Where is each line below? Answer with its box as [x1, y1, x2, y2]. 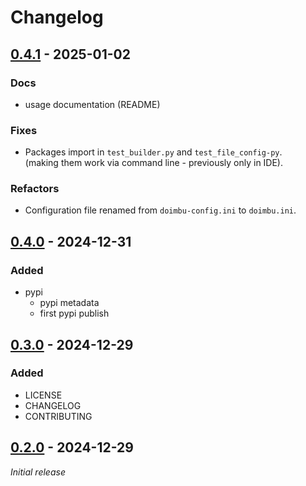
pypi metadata [39, 297, 100, 309]
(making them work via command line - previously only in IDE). [24, 157, 284, 169]
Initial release [10, 466, 66, 478]
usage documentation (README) [24, 98, 161, 110]
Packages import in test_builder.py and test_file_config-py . [24, 146, 283, 158]
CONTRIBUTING [24, 410, 93, 422]
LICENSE [24, 389, 63, 401]
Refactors [10, 182, 60, 196]
